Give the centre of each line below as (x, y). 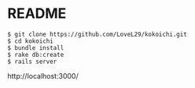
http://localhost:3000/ (43, 76)
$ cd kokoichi (31, 41)
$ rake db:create (36, 55)
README (37, 14)
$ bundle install (36, 48)
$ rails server (32, 62)
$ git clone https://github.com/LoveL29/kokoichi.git (97, 34)
